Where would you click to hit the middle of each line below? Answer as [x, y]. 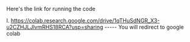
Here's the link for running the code [51, 9]
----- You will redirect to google [144, 27]
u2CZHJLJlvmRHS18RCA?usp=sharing [55, 27]
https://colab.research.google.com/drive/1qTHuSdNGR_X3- [85, 20]
